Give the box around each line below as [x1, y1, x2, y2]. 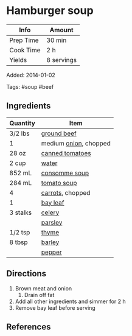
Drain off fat [24, 291, 55, 298]
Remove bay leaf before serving [15, 304, 96, 311]
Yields [9, 55, 27, 64]
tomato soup [41, 178, 77, 187]
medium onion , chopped [41, 139, 111, 147]
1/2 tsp [9, 228, 30, 236]
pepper [41, 248, 62, 256]
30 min [46, 36, 67, 44]
